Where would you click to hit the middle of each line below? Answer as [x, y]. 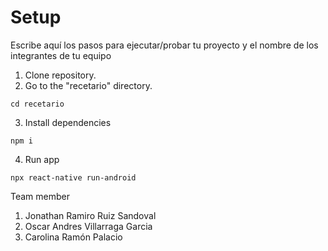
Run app [42, 159]
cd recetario [37, 104]
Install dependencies [68, 122]
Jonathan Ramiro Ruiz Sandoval [90, 215]
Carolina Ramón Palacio [73, 237]
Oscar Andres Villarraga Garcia [88, 226]
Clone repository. [60, 75]
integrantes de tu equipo [61, 55]
